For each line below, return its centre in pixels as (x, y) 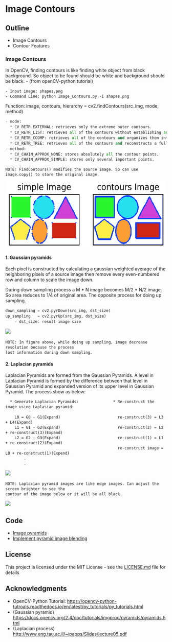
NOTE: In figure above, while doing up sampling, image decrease (76, 342)
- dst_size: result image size (48, 322)
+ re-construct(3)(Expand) (34, 433)
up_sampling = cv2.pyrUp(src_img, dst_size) (56, 316)
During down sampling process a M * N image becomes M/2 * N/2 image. (84, 290)
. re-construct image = (94, 448)
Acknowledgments (36, 589)
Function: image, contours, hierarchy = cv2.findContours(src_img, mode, (82, 106)
